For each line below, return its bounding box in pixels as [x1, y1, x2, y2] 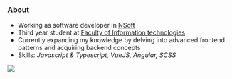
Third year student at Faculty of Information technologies [17, 28, 186, 37]
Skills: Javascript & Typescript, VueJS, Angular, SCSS [17, 51, 176, 59]
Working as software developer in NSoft [17, 21, 135, 30]
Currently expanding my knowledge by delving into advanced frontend [17, 36, 226, 44]
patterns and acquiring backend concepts [17, 44, 141, 52]
